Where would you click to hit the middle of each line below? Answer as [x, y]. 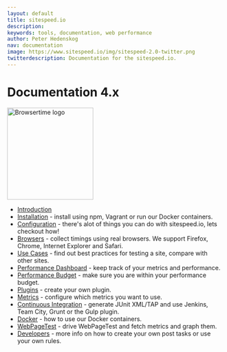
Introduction [34, 209]
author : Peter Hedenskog [43, 39]
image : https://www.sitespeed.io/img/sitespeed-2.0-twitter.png [101, 52]
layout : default [30, 13]
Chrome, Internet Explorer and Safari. [70, 245]
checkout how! [38, 231]
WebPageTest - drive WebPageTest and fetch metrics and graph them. [117, 326]
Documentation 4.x [63, 92]
